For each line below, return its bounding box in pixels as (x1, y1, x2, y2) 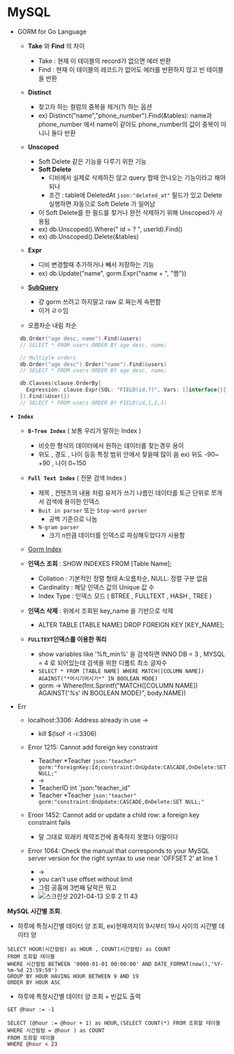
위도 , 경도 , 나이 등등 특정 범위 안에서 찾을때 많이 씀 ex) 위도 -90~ (38, 450, 219, 458)
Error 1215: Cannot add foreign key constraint (27, 743, 159, 751)
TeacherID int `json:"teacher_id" (38, 783, 131, 792)
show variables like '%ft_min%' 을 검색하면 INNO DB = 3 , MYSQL (38, 650, 226, 658)
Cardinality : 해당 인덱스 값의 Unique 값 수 (38, 583, 155, 591)
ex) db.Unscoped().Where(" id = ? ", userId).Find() (38, 225, 183, 233)
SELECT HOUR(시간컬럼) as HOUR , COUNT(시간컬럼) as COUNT (7, 946, 171, 953)
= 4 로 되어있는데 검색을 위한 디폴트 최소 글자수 (38, 658, 168, 667)
